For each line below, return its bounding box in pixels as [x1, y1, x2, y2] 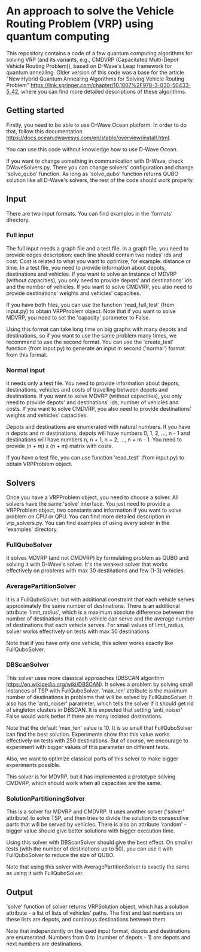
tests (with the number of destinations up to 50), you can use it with [6, 845, 173, 852]
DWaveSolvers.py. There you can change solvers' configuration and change [6, 163, 194, 171]
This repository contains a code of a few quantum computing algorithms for [6, 49, 193, 56]
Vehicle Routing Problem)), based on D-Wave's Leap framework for [6, 62, 172, 70]
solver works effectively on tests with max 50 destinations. [6, 628, 151, 635]
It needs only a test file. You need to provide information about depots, [6, 380, 181, 387]
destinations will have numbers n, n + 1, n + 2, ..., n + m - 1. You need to [6, 436, 182, 443]
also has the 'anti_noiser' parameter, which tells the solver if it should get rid [6, 700, 194, 707]
